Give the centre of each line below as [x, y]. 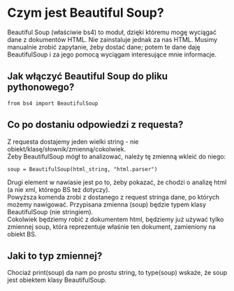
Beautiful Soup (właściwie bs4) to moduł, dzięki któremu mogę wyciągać [112, 32]
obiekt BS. [22, 234]
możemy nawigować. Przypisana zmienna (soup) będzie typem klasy [107, 204]
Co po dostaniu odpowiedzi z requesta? [95, 125]
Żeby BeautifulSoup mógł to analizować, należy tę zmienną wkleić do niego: [116, 156]
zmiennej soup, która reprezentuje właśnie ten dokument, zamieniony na [112, 226]
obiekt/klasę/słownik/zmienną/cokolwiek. [67, 149]
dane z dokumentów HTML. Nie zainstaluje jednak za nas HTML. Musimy [112, 39]
